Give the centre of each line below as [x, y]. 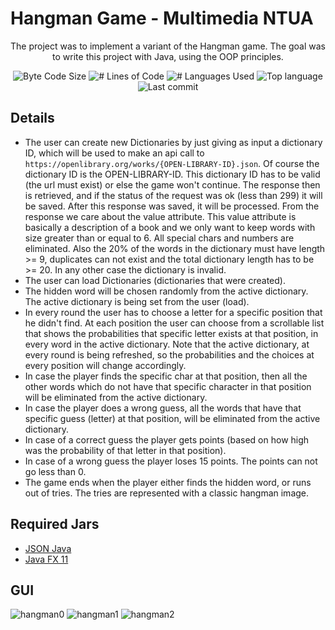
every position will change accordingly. [105, 365]
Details [32, 118]
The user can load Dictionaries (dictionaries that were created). [155, 280]
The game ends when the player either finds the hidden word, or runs [168, 482]
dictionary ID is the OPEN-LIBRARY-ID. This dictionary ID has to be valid [172, 174]
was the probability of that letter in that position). [125, 450]
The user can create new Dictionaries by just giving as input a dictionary [173, 142]
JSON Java [48, 548]
